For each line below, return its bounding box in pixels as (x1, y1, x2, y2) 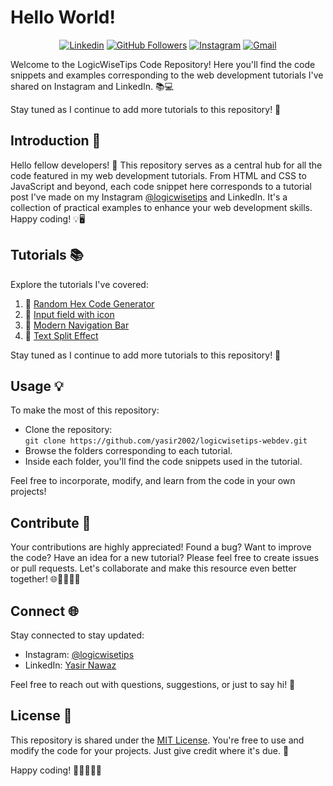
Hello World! (10, 6, 116, 29)
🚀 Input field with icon (24, 308, 115, 320)
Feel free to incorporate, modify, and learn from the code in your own (10, 475, 296, 487)
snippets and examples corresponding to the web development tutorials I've (10, 69, 324, 81)
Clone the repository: (24, 424, 113, 436)
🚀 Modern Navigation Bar (24, 319, 130, 331)
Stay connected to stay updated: (10, 629, 145, 641)
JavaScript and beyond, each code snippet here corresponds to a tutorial (10, 180, 312, 192)
